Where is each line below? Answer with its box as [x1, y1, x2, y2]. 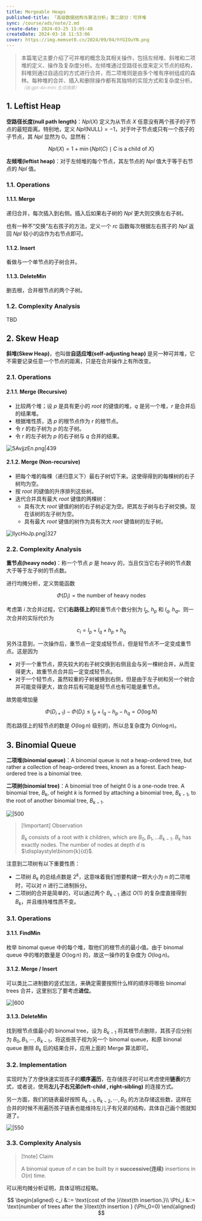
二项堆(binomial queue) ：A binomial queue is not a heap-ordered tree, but [6, 757, 192, 764]
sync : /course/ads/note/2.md [6, 20, 80, 26]
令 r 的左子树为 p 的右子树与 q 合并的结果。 [14, 432, 122, 439]
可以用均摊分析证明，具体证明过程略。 [6, 1184, 101, 1191]
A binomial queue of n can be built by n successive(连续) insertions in [21, 1165, 196, 1172]
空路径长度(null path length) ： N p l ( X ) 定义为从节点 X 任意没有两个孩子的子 [6, 118, 191, 125]
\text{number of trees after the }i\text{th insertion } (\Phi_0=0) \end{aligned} [7, 1202, 196, 1210]
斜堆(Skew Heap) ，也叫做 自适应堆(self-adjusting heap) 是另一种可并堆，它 [6, 350, 195, 357]
